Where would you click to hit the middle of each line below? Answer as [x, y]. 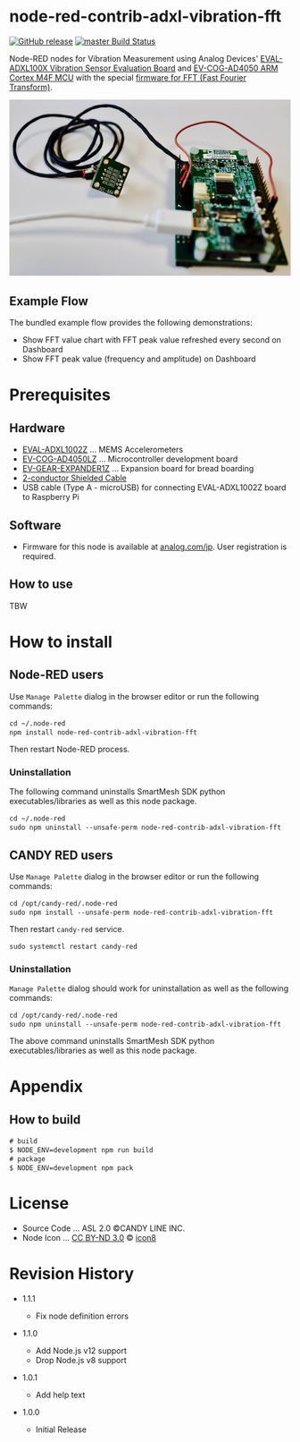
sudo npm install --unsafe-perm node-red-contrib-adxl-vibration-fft [142, 912]
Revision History [72, 1274]
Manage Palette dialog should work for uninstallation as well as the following [149, 988]
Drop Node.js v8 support [81, 1361]
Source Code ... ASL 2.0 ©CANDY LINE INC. [104, 1228]
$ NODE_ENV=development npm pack [71, 1168]
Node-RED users [57, 675]
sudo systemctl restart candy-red [74, 946]
